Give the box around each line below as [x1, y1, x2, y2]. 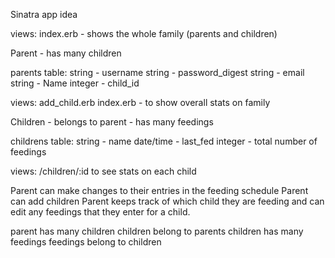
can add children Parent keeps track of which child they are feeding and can [10, 195, 325, 207]
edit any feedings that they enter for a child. [10, 206, 191, 218]
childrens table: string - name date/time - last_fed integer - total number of [10, 135, 318, 147]
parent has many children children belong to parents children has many [10, 225, 304, 237]
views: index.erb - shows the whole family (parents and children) [10, 28, 278, 39]
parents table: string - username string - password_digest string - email [10, 67, 305, 78]
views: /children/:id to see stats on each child [10, 165, 197, 177]
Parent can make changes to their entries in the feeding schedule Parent [10, 185, 309, 196]
